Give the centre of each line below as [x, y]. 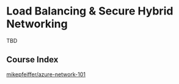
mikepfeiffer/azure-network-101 [46, 74]
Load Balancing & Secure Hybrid [90, 11]
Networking [37, 24]
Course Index [32, 60]
